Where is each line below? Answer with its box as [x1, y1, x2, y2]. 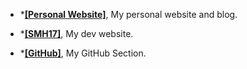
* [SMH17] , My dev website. [19, 28, 134, 39]
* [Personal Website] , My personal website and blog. [19, 9, 238, 20]
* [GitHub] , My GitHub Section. [19, 47, 147, 59]
